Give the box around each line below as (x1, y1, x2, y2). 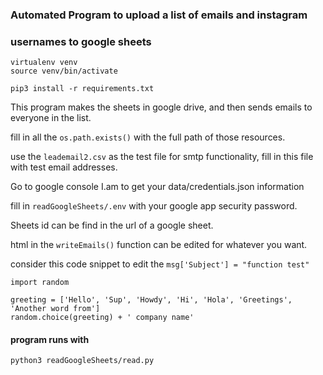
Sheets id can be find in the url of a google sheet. (10, 219, 214, 232)
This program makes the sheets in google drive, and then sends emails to (10, 101, 313, 113)
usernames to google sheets (10, 34, 152, 48)
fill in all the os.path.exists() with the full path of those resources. (10, 131, 286, 143)
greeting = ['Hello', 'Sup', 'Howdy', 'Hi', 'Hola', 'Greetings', (10, 295, 293, 305)
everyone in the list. (10, 112, 92, 124)
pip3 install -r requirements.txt (10, 84, 155, 94)
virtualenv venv (10, 58, 78, 68)
